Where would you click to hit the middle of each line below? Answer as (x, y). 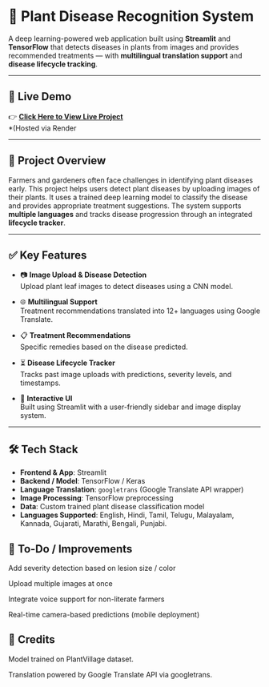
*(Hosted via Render (42, 128)
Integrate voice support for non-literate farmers (86, 599)
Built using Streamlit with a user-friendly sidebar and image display (130, 407)
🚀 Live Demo (40, 96)
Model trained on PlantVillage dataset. (71, 659)
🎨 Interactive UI (46, 399)
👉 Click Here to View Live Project (66, 116)
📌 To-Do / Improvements (70, 549)
